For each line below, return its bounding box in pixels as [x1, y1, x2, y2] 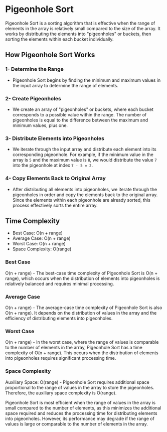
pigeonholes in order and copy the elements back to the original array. [12, 192, 158, 198]
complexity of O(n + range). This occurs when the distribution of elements [5, 350, 159, 356]
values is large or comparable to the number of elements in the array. [5, 420, 148, 427]
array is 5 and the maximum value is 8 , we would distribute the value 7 [12, 157, 157, 163]
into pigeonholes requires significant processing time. [5, 355, 116, 361]
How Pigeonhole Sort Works [5, 51, 95, 59]
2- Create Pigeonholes [5, 95, 61, 102]
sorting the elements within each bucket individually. [5, 36, 114, 42]
